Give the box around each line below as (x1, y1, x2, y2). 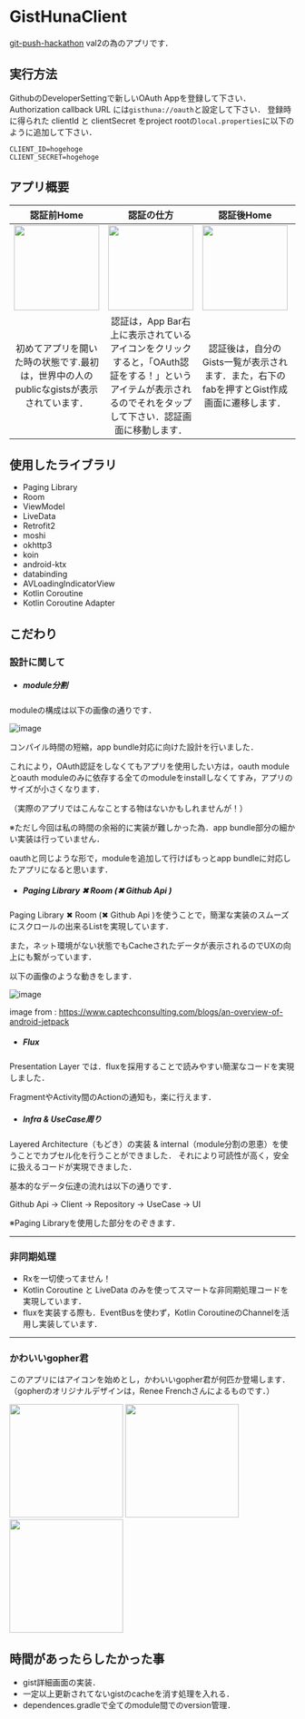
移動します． (133, 424, 188, 437)
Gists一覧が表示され (202, 356, 288, 368)
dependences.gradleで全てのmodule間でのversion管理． (22, 1699, 236, 1710)
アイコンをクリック (110, 342, 192, 355)
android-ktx (22, 559, 67, 570)
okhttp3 (22, 540, 53, 551)
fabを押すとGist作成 (202, 383, 288, 396)
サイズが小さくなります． (9, 783, 105, 794)
